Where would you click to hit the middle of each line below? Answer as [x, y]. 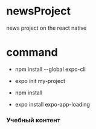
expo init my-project [40, 81]
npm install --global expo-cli [50, 69]
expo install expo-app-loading [53, 104]
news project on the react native [46, 28]
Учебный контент [34, 120]
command [32, 52]
